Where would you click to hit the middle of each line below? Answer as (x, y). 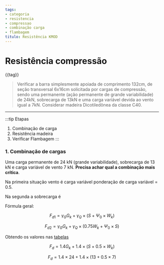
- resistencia (20, 19)
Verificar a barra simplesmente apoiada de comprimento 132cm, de (85, 84)
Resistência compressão (56, 61)
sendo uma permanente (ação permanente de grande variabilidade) (85, 94)
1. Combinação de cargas (36, 151)
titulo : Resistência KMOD (31, 37)
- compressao (18, 23)
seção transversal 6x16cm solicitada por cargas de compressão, (82, 89)
